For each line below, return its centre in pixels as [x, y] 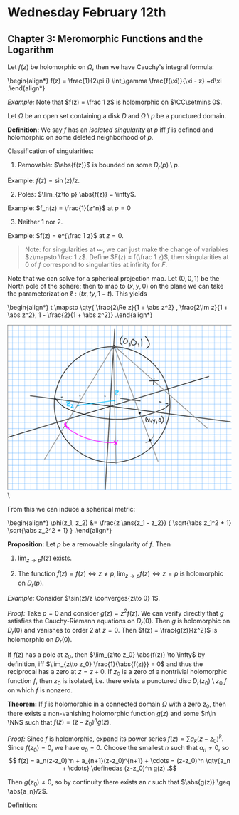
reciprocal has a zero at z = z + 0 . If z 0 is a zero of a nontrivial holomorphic [117, 673]
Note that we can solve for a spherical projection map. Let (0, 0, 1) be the [113, 278]
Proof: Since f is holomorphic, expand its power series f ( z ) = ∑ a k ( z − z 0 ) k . [116, 739]
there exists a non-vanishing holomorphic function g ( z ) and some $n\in [112, 713]
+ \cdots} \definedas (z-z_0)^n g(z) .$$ [119, 768]
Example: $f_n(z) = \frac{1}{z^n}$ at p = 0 [69, 208]
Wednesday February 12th [87, 12]
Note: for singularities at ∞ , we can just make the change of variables [127, 249]
